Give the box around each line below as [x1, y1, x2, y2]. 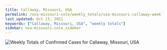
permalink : [5, 12, 28, 17]
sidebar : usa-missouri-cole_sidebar [5, 26, 81, 31]
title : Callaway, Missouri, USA [5, 7, 72, 12]
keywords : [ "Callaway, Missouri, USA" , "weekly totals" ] [5, 21, 126, 26]
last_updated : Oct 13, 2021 [5, 16, 64, 21]
